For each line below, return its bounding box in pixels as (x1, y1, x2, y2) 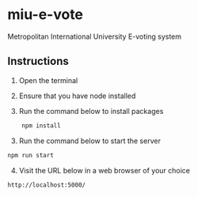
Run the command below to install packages (18, 106, 164, 116)
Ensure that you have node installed (18, 91, 136, 100)
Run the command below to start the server (18, 136, 162, 146)
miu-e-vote (7, 6, 84, 24)
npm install (21, 121, 61, 130)
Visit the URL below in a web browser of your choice (18, 165, 191, 175)
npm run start (7, 151, 55, 159)
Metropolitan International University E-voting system (7, 32, 182, 41)
